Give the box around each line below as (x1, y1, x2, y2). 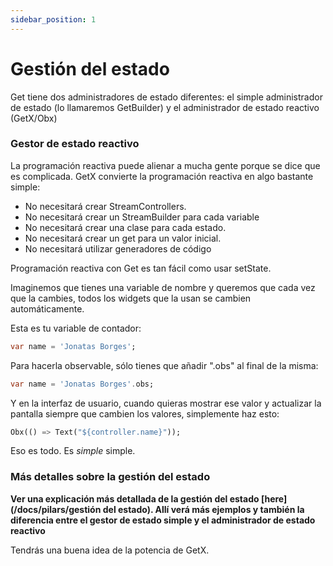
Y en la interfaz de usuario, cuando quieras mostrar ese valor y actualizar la (10, 397, 322, 409)
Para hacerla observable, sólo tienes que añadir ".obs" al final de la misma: (10, 359, 319, 371)
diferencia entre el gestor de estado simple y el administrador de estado (10, 514, 316, 526)
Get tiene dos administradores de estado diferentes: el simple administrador (10, 91, 323, 103)
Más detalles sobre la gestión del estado (10, 470, 211, 484)
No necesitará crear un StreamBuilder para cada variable (24, 211, 260, 223)
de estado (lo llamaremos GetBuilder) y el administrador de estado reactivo (10, 101, 320, 113)
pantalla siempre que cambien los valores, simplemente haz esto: (10, 407, 280, 420)
